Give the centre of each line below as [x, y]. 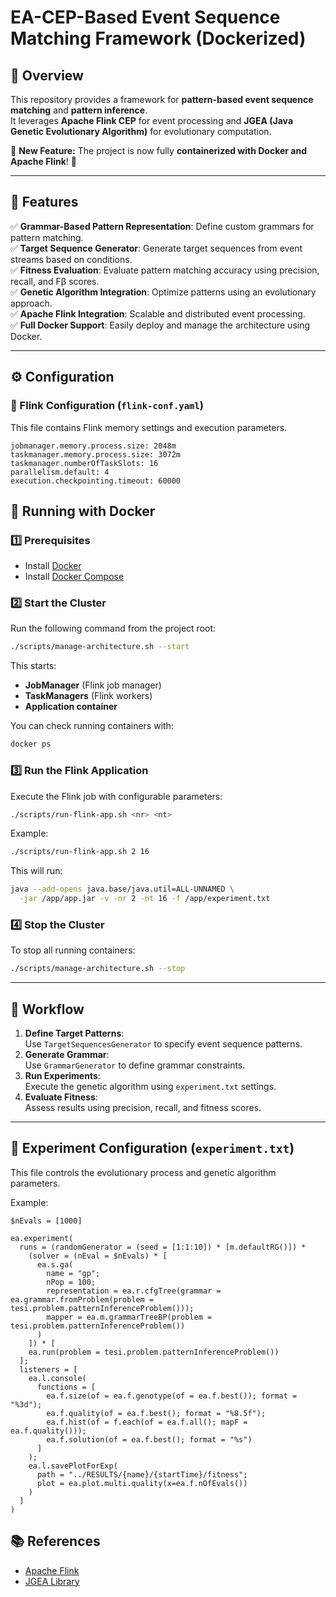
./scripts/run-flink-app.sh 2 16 [80, 852]
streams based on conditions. [71, 259]
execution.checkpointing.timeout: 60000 [96, 481]
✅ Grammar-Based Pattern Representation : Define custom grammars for [162, 226]
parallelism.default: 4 [60, 472]
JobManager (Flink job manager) [93, 685]
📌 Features [44, 202]
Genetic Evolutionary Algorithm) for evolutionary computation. [141, 131]
